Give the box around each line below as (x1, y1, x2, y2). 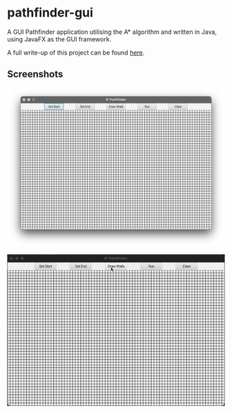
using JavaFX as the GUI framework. (7, 35, 112, 43)
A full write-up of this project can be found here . (7, 48, 145, 57)
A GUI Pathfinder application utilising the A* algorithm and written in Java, (7, 28, 217, 36)
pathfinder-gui (7, 5, 93, 21)
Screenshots (7, 68, 64, 80)
